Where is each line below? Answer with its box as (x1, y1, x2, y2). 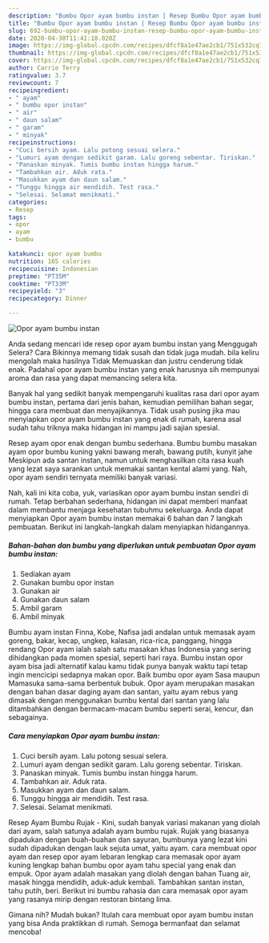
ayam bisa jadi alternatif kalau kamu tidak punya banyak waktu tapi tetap (8, 661, 248, 670)
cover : (8, 57, 30, 65)
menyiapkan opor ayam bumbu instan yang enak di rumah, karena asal (8, 415, 242, 423)
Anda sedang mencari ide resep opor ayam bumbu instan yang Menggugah (8, 339, 258, 349)
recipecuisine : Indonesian (8, 265, 98, 273)
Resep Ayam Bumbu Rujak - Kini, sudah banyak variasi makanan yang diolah (8, 817, 260, 827)
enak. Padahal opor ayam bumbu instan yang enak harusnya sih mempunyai (8, 365, 260, 374)
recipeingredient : (8, 86, 70, 95)
